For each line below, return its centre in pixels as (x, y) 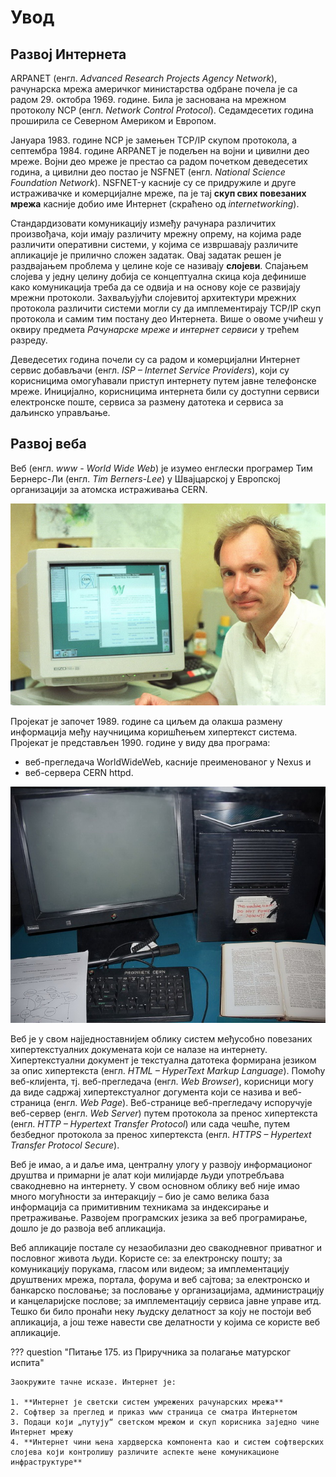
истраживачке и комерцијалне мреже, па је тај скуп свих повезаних (158, 193)
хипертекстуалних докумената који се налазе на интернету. (139, 1050)
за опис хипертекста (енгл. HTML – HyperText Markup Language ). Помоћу (168, 1071)
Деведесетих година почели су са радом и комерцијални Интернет (155, 359)
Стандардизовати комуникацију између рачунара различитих (143, 223)
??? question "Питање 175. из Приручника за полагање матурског (151, 1352)
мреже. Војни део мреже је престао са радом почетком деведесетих (159, 161)
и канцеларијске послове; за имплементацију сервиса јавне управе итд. (166, 1301)
